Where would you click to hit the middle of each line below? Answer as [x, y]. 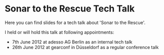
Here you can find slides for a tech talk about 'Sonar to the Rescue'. [75, 22]
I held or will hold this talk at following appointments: [59, 32]
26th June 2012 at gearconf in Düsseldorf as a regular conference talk [85, 47]
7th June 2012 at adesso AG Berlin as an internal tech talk [72, 42]
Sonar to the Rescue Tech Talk [70, 9]
